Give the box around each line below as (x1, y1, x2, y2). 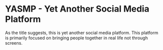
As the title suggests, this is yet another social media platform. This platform (5, 30, 159, 35)
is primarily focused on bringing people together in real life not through (5, 35, 148, 41)
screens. (5, 40, 23, 46)
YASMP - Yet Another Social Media (5, 3, 149, 15)
